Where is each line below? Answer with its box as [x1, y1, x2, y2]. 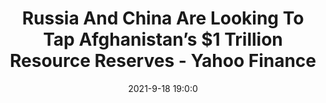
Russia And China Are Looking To [21, 7, 305, 30]
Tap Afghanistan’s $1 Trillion [43, 28, 283, 51]
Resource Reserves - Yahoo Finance [9, 50, 317, 72]
